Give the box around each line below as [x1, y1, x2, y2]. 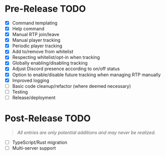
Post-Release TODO [5, 113, 91, 124]
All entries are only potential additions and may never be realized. [17, 129, 156, 135]
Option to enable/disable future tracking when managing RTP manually [12, 72, 161, 78]
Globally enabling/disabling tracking [12, 60, 88, 66]
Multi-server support [12, 145, 56, 151]
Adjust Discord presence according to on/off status [12, 66, 120, 72]
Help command [12, 26, 44, 32]
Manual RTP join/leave [12, 32, 60, 38]
